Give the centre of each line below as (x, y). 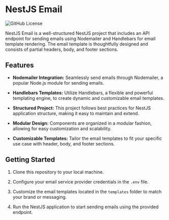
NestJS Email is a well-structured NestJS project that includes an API (77, 33)
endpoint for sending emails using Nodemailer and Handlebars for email (80, 39)
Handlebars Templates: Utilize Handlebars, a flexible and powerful (83, 93)
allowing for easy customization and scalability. (62, 128)
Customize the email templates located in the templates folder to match (87, 192)
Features (20, 65)
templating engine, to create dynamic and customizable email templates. (88, 98)
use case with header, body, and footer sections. (64, 143)
